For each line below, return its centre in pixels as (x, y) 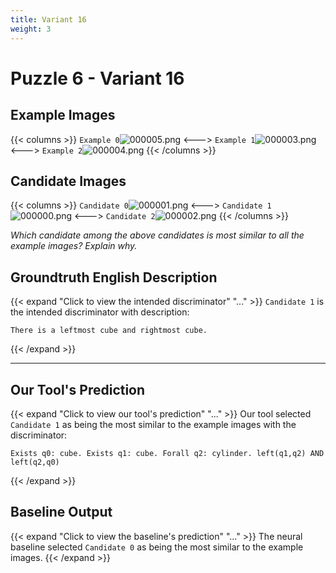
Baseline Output (61, 512)
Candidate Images (68, 181)
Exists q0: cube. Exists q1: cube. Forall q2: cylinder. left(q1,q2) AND (167, 453)
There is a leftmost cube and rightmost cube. (109, 331)
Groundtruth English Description (114, 277)
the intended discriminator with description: (100, 312)
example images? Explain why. (74, 246)
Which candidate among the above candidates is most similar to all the (157, 235)
